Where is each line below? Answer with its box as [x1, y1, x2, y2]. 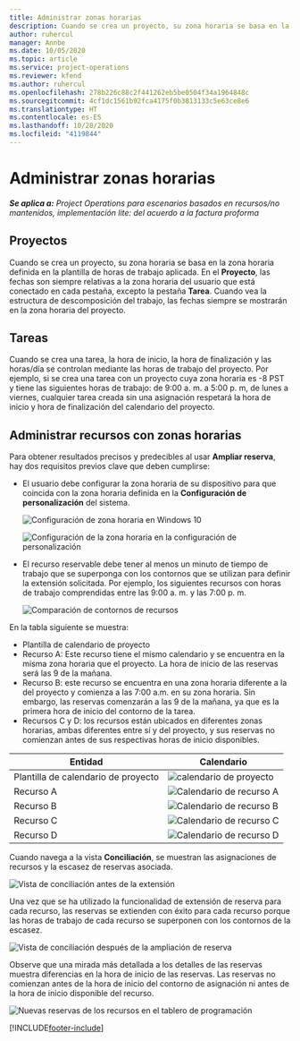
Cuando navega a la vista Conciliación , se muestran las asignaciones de [9, 852, 277, 863]
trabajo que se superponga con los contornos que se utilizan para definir [21, 568, 291, 579]
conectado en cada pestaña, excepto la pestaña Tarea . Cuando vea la [9, 286, 268, 296]
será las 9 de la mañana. [21, 668, 112, 678]
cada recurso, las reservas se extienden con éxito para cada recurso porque [9, 906, 291, 917]
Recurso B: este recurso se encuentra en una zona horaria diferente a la [21, 678, 287, 688]
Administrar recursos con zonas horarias [9, 427, 242, 443]
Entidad [70, 755, 104, 768]
